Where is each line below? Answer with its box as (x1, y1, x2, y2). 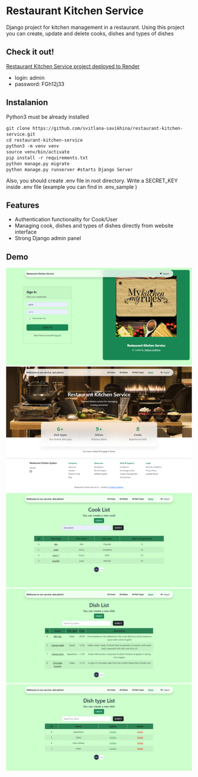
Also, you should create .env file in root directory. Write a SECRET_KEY (6, 177, 178, 184)
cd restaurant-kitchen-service (6, 137, 83, 143)
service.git (6, 131, 35, 137)
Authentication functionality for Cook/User (14, 216, 118, 223)
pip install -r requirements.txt (6, 155, 88, 160)
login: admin (14, 74, 45, 81)
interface (14, 228, 37, 235)
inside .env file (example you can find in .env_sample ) (6, 183, 137, 190)
